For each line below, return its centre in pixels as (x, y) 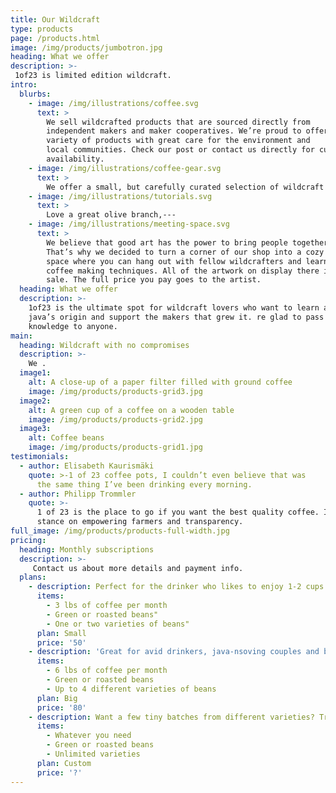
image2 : (35, 401)
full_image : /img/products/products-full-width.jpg (120, 531)
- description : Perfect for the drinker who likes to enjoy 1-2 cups (176, 587)
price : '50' (61, 642)
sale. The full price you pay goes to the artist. (154, 280)
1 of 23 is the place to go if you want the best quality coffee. (178, 512)
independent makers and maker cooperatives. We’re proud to (174, 131)
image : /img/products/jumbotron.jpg (86, 47)
